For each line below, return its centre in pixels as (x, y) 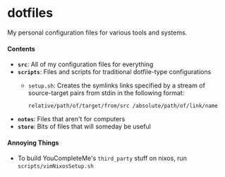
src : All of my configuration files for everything (85, 64)
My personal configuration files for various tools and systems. (97, 32)
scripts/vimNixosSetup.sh (55, 166)
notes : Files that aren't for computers (71, 119)
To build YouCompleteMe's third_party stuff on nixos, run (102, 158)
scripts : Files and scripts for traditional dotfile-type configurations (114, 72)
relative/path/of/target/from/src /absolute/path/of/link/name (123, 106)
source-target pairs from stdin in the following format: (106, 93)
